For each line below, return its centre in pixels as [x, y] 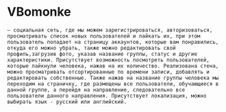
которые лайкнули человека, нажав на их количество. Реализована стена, [113, 66]
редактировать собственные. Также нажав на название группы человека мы [113, 78]
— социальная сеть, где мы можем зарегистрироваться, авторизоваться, [110, 30]
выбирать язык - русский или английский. [67, 102]
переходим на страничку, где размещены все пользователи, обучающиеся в [113, 84]
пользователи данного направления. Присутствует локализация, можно [107, 96]
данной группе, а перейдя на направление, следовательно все [96, 89]
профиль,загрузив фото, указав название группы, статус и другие [102, 54]
